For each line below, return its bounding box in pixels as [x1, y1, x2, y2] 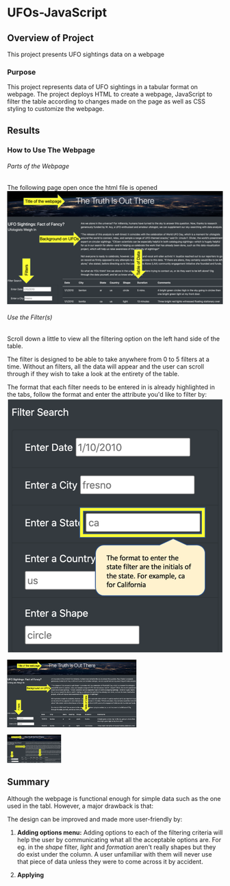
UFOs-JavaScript [7, 5, 107, 21]
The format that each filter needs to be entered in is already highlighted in [7, 382, 216, 391]
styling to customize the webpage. [7, 105, 105, 113]
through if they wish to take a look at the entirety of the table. [7, 369, 179, 378]
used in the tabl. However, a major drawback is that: [7, 802, 154, 810]
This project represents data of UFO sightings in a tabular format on [7, 83, 199, 91]
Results [7, 125, 40, 136]
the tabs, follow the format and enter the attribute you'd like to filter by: [7, 390, 207, 398]
